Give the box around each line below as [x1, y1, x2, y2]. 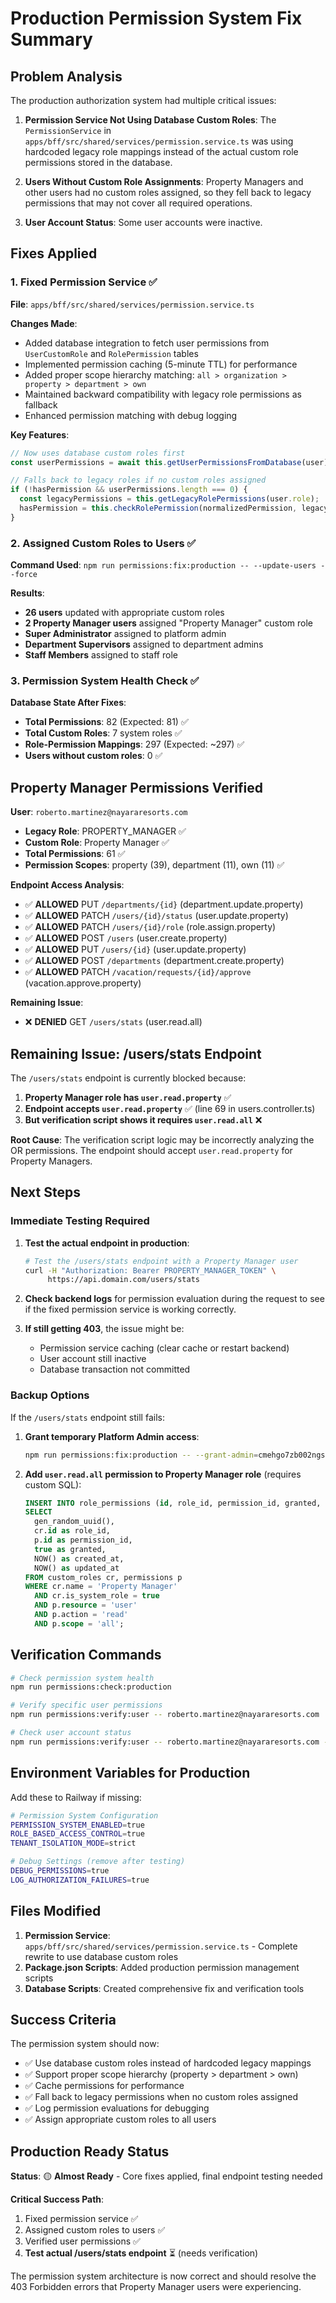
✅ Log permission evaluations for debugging [24, 2102, 210, 2114]
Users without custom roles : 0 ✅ [24, 750, 163, 762]
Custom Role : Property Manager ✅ [24, 837, 170, 849]
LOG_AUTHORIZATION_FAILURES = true [10, 1875, 150, 1885]
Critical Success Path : [10, 2193, 105, 2206]
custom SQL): [24, 1478, 82, 1491]
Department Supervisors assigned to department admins [24, 638, 264, 651]
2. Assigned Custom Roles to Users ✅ [10, 536, 197, 550]
